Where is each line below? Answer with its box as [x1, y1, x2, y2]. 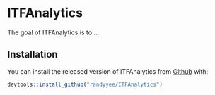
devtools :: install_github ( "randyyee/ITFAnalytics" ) [7, 81, 163, 88]
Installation [7, 49, 58, 61]
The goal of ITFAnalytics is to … [7, 28, 100, 37]
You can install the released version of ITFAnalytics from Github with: [7, 67, 209, 75]
